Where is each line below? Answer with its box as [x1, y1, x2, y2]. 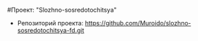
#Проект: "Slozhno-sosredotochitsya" [7, 6, 117, 14]
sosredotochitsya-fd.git [17, 27, 84, 34]
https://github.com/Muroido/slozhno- [84, 19, 192, 27]
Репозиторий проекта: [17, 19, 84, 27]
